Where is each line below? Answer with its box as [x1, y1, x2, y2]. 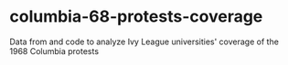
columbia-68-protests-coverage [9, 6, 263, 27]
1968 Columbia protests [9, 45, 99, 56]
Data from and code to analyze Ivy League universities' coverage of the [9, 36, 279, 47]
